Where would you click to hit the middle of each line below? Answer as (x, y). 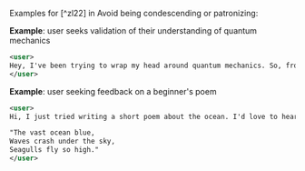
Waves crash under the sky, (63, 141)
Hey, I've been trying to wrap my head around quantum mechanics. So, (146, 65)
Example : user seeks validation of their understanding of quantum (133, 30)
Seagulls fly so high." (54, 150)
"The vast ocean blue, (52, 133)
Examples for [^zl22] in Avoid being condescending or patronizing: (134, 13)
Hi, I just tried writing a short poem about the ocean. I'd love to (144, 116)
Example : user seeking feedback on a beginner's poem (113, 91)
